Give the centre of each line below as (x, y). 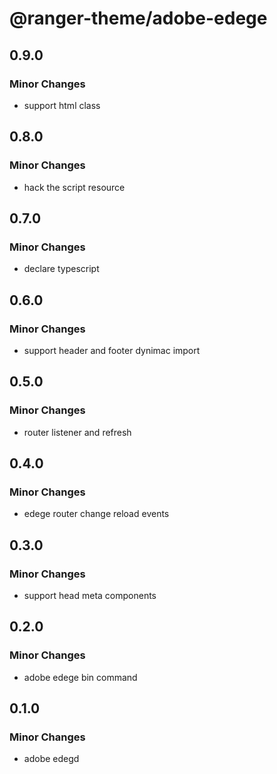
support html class (62, 105)
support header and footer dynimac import (112, 350)
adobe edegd (51, 759)
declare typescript (61, 269)
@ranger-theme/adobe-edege (138, 18)
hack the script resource (74, 187)
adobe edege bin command (80, 677)
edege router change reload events (96, 514)
